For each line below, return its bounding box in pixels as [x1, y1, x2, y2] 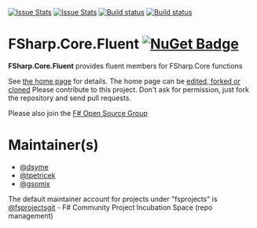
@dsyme [19, 162, 49, 171]
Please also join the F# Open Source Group [8, 108, 148, 118]
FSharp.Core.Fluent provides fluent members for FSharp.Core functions [8, 61, 243, 70]
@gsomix [19, 178, 50, 189]
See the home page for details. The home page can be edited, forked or [8, 76, 241, 86]
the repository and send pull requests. [8, 93, 132, 103]
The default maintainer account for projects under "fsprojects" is [8, 194, 218, 204]
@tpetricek [19, 170, 56, 180]
